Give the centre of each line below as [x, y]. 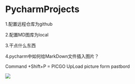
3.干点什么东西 [21, 45]
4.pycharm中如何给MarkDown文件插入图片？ [52, 56]
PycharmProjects [42, 9]
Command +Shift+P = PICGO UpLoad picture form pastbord [67, 66]
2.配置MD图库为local [27, 34]
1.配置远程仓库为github [29, 24]
